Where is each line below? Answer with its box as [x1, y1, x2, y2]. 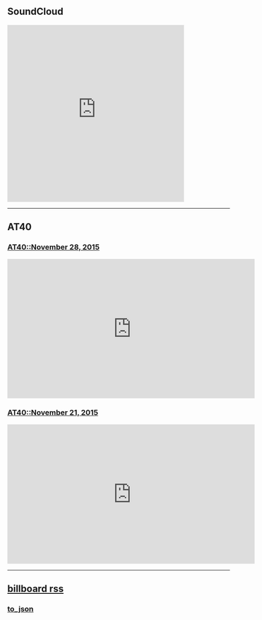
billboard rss [7, 583, 64, 595]
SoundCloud [7, 6, 64, 18]
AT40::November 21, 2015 [7, 408, 99, 418]
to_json [7, 604, 34, 614]
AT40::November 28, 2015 [7, 242, 100, 252]
